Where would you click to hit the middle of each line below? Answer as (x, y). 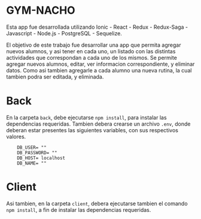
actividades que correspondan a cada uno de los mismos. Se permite (92, 57)
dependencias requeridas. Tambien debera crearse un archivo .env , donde (98, 124)
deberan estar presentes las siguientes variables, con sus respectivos (92, 130)
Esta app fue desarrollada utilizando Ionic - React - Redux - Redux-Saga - (97, 27)
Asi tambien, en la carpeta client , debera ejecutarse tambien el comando (97, 203)
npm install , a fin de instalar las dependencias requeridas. (79, 209)
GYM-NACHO (41, 10)
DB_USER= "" (32, 147)
